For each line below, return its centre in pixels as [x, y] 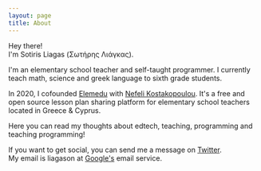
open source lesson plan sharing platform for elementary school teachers [129, 102]
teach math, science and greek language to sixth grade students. [115, 78]
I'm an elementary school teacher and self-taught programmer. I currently [130, 69]
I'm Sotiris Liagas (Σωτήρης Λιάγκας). [71, 54]
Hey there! [26, 45]
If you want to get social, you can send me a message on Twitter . [115, 150]
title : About [30, 23]
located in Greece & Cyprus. [55, 110]
